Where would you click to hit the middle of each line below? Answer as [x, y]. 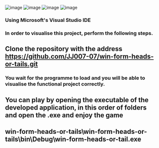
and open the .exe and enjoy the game [64, 115]
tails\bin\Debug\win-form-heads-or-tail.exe [73, 139]
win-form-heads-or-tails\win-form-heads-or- [76, 131]
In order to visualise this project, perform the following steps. [79, 33]
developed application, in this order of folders [76, 107]
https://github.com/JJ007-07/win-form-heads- [79, 57]
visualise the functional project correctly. [55, 84]
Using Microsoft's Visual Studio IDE [48, 20]
